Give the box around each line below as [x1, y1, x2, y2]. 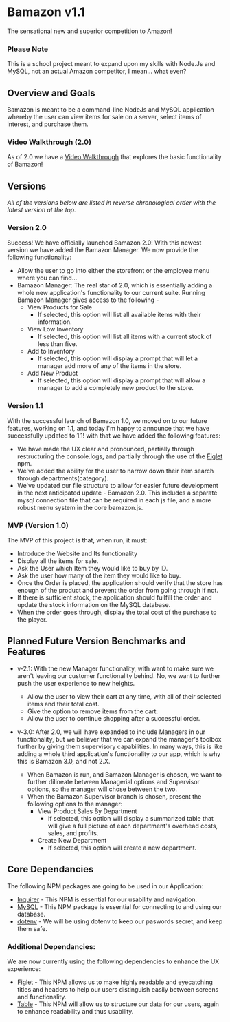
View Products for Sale [27, 303, 93, 311]
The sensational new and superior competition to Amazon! [7, 27, 173, 35]
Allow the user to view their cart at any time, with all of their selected [27, 692, 222, 700]
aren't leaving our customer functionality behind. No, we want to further [16, 671, 221, 679]
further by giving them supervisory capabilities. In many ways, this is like [16, 742, 223, 750]
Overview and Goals [7, 87, 96, 99]
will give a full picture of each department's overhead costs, [47, 821, 218, 830]
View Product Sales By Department [37, 807, 137, 815]
